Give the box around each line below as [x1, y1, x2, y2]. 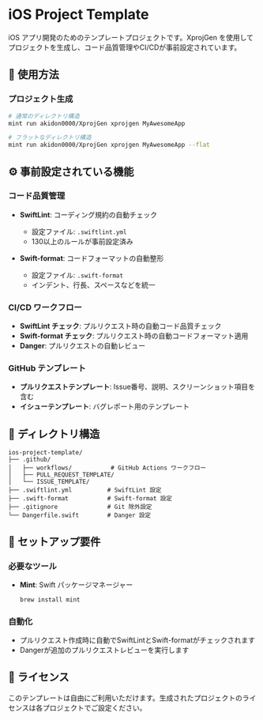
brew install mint [19, 595, 81, 604]
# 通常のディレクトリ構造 [8, 112, 81, 120]
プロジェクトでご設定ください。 [42, 703, 147, 712]
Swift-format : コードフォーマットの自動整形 [19, 253, 164, 262]
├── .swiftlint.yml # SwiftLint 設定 [8, 486, 162, 495]
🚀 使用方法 [8, 68, 59, 81]
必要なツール [8, 560, 58, 571]
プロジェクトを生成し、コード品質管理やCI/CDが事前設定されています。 [8, 42, 242, 52]
